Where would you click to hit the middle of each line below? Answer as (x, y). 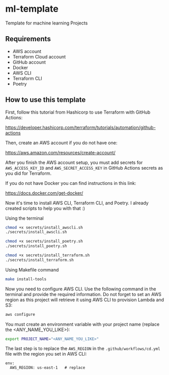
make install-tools (26, 279)
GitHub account (29, 62)
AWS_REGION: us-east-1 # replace (48, 368)
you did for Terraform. (29, 173)
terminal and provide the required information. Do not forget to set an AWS (83, 294)
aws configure (20, 314)
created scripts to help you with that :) (45, 208)
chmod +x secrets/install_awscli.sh (44, 227)
